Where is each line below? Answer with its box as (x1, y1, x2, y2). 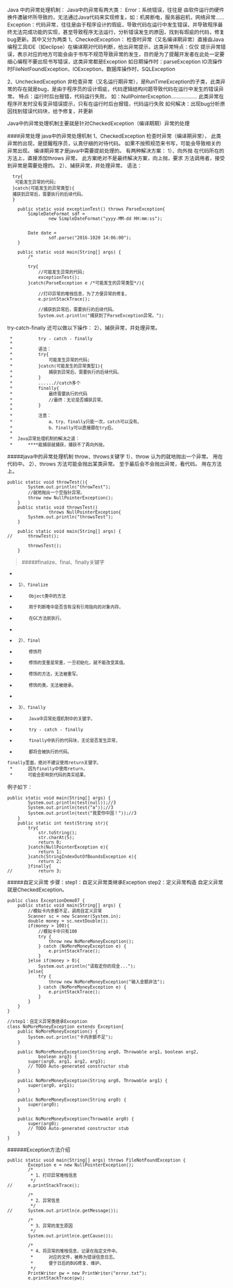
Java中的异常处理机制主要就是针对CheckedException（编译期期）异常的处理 (7, 120, 190, 127)
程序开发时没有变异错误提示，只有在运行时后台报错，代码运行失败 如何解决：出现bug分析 (7, 100, 221, 107)
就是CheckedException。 (7, 887, 68, 893)
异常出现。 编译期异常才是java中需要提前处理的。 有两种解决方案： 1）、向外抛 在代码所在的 (7, 148, 225, 154)
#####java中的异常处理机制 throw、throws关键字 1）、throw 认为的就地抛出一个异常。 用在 (7, 454, 223, 461)
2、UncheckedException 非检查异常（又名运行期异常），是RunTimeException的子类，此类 (7, 78, 221, 85)
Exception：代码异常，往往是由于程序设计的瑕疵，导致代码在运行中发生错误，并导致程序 (7, 22, 218, 29)
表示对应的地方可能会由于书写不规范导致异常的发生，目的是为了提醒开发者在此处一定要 (17, 51, 225, 58)
